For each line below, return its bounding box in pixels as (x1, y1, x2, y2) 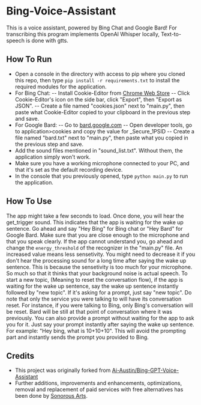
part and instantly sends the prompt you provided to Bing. (6, 333, 149, 341)
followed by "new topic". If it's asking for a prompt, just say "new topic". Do (6, 288, 192, 296)
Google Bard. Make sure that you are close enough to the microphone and (6, 231, 190, 239)
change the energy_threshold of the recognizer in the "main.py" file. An (6, 244, 183, 251)
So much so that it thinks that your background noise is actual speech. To (6, 269, 188, 277)
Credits (6, 350, 35, 361)
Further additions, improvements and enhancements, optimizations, (14, 380, 182, 387)
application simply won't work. (14, 153, 91, 160)
